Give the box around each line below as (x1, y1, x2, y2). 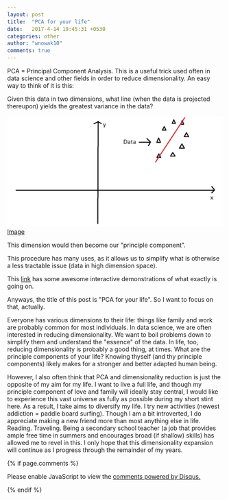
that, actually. (7, 302, 45, 311)
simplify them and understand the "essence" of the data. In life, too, (7, 338, 199, 346)
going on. (7, 282, 34, 291)
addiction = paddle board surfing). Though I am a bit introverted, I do (7, 409, 202, 418)
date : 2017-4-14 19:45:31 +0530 (7, 25, 106, 32)
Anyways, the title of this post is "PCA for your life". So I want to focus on (7, 296, 214, 304)
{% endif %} (7, 486, 43, 494)
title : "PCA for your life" (7, 18, 91, 25)
